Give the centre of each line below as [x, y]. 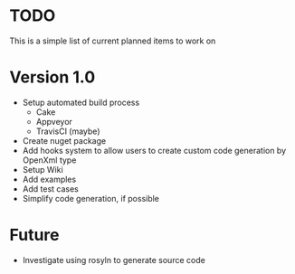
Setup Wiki [43, 169]
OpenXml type [49, 160]
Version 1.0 [52, 77]
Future [35, 235]
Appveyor [54, 121]
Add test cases [50, 189]
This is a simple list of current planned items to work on [113, 41]
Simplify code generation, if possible [91, 198]
